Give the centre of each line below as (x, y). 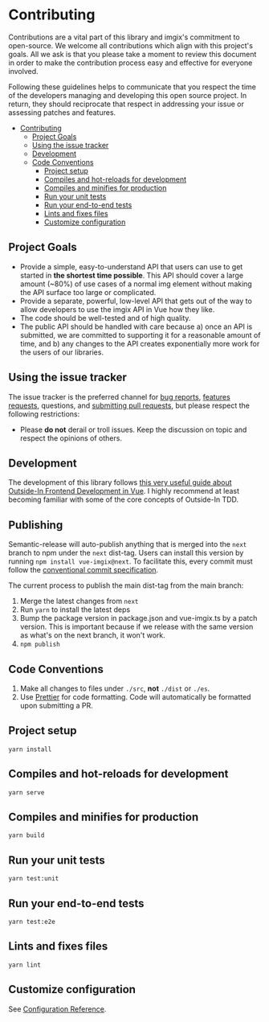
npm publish (40, 645)
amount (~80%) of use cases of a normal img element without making (136, 284)
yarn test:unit (34, 879)
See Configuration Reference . (57, 1009)
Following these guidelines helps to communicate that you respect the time (132, 87)
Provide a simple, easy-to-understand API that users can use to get (131, 266)
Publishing (36, 525)
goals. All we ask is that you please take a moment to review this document (132, 54)
